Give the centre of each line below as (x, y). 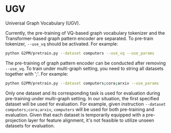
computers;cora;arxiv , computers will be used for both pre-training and (80, 109)
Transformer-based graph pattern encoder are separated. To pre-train (79, 38)
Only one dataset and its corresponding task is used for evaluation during (83, 93)
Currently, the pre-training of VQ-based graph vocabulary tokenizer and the (85, 33)
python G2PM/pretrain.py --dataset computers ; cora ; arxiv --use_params (82, 83)
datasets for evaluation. (30, 125)
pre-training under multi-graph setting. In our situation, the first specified (82, 98)
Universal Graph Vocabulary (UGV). (43, 23)
